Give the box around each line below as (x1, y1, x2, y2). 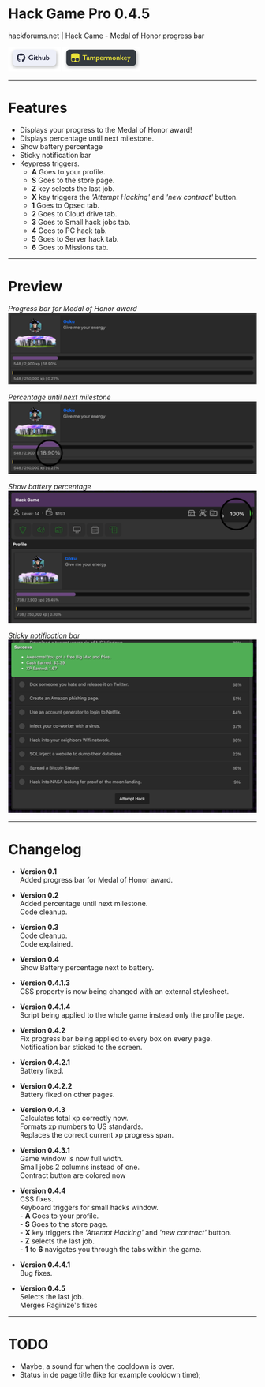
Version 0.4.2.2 (19, 1081, 73, 1090)
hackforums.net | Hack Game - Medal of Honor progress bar (8, 31, 205, 40)
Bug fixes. (19, 1268, 53, 1277)
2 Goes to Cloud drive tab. (31, 208, 118, 218)
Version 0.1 (19, 866, 58, 876)
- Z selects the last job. (19, 1236, 95, 1246)
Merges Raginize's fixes (19, 1300, 98, 1310)
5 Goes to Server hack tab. (31, 234, 119, 243)
